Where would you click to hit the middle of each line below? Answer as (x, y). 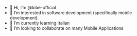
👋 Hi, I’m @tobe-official (33, 8)
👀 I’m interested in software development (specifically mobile (71, 13)
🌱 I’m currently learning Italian (40, 23)
